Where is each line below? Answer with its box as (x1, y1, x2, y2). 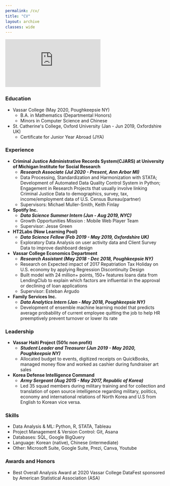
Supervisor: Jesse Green (20, 223, 73, 229)
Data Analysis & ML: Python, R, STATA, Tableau (12, 423, 112, 429)
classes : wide (5, 24, 36, 30)
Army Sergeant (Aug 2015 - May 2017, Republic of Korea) (20, 377, 144, 383)
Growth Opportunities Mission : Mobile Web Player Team (20, 217, 139, 224)
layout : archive (5, 19, 40, 24)
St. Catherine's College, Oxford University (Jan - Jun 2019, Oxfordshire (12, 123, 162, 129)
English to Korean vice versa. (20, 399, 81, 405)
